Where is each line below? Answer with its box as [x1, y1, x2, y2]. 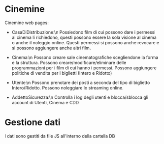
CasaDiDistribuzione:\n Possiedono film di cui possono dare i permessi [11, 29, 156, 35]
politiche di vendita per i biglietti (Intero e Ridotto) [11, 70, 112, 76]
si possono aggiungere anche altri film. [11, 45, 91, 51]
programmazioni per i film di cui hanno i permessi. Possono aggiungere [11, 65, 157, 71]
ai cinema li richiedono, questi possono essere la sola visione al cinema [11, 34, 157, 40]
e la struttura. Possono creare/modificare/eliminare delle [11, 59, 127, 65]
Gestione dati [4, 117, 61, 128]
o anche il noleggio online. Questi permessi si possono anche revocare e [11, 39, 160, 45]
